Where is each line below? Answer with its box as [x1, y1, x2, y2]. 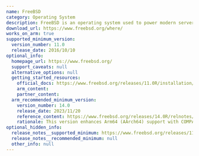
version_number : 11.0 [11, 42, 65, 48]
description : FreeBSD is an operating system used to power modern [6, 20, 176, 26]
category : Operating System [6, 14, 76, 20]
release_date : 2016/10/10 [11, 47, 76, 53]
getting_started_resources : [11, 75, 81, 81]
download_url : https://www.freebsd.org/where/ [6, 25, 123, 31]
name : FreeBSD [6, 8, 41, 15]
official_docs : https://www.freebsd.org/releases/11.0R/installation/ [17, 81, 195, 87]
